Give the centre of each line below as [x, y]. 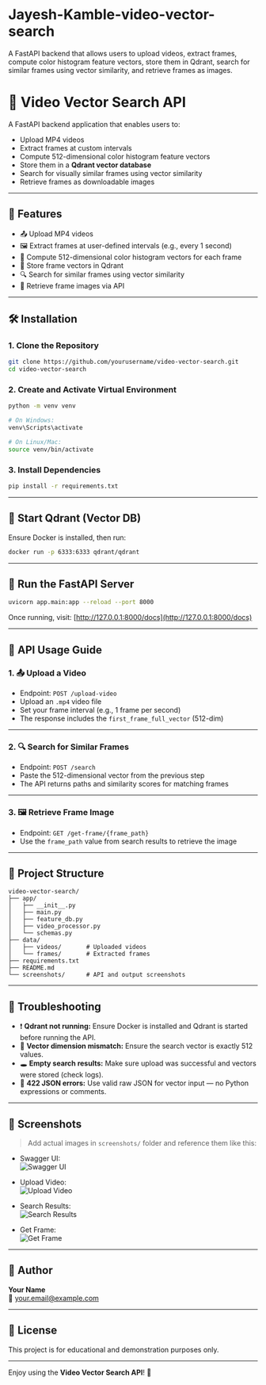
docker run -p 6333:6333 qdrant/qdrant [74, 552]
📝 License [33, 1331]
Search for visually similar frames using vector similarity [111, 173]
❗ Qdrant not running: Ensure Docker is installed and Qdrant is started [133, 1026]
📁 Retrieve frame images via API [72, 285]
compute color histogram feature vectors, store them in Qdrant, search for [129, 62]
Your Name [27, 1289]
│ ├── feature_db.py [46, 920]
